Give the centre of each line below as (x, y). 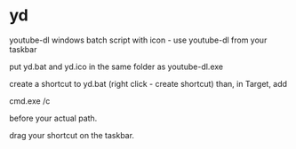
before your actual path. (53, 118)
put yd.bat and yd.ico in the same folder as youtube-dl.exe (116, 67)
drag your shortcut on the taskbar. (72, 135)
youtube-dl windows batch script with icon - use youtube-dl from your (138, 40)
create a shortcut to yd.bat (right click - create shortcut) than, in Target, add (148, 83)
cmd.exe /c (30, 101)
